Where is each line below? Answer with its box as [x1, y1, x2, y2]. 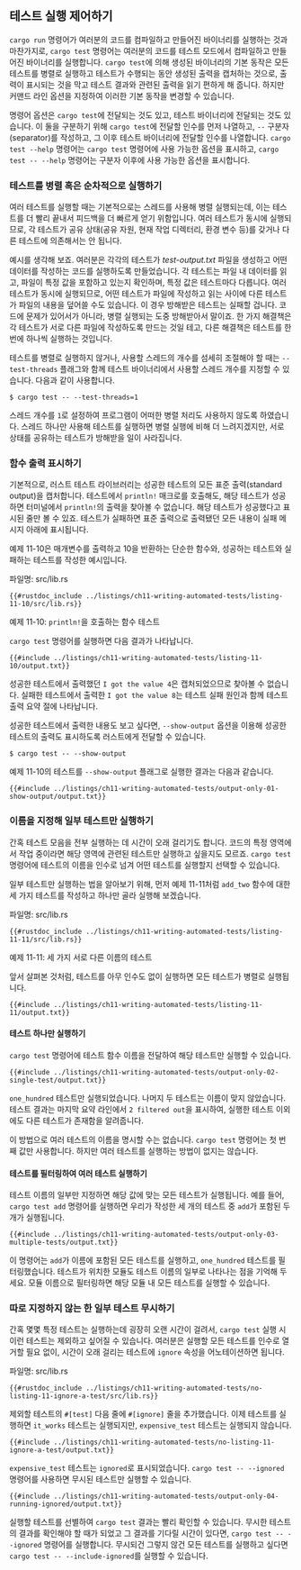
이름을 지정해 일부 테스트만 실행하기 [9, 814, 155, 827]
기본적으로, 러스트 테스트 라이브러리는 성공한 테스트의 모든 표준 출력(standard [9, 479, 283, 490]
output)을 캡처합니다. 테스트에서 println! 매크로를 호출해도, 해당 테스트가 [9, 490, 270, 502]
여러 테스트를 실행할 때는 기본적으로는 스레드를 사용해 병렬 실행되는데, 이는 [9, 202, 271, 213]
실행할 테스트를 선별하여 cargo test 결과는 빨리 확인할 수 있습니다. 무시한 [9, 1517, 268, 1528]
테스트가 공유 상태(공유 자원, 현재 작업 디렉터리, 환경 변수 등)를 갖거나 [37, 224, 280, 235]
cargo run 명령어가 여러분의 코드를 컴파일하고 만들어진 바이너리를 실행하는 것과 [9, 34, 288, 45]
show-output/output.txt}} [9, 792, 106, 802]
